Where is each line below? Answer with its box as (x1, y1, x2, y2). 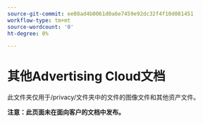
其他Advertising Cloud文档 (7, 68, 166, 84)
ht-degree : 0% (7, 30, 49, 37)
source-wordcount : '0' (7, 23, 74, 30)
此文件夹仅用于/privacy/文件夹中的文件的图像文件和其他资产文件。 (7, 93, 199, 102)
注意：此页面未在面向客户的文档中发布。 (7, 108, 125, 117)
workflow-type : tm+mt (7, 17, 71, 24)
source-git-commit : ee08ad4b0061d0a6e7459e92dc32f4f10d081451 (7, 10, 194, 18)
